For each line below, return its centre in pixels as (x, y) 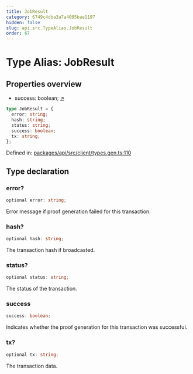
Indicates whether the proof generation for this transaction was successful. (97, 327)
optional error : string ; (36, 200)
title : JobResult (27, 11)
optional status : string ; (37, 277)
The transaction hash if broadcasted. (51, 250)
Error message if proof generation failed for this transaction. (78, 211)
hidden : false (23, 22)
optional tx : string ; (32, 355)
